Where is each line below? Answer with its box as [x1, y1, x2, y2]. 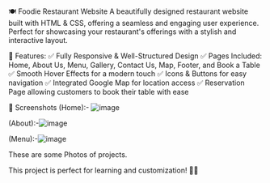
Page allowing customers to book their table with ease [8, 87, 189, 96]
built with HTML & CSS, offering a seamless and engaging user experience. [8, 19, 259, 28]
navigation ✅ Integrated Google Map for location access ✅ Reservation [8, 78, 245, 87]
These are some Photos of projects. [8, 150, 128, 160]
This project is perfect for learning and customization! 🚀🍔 [8, 165, 199, 175]
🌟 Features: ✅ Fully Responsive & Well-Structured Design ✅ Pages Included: [8, 51, 263, 61]
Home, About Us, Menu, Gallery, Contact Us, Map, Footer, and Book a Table [8, 60, 260, 70]
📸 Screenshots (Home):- [8, 103, 90, 112]
